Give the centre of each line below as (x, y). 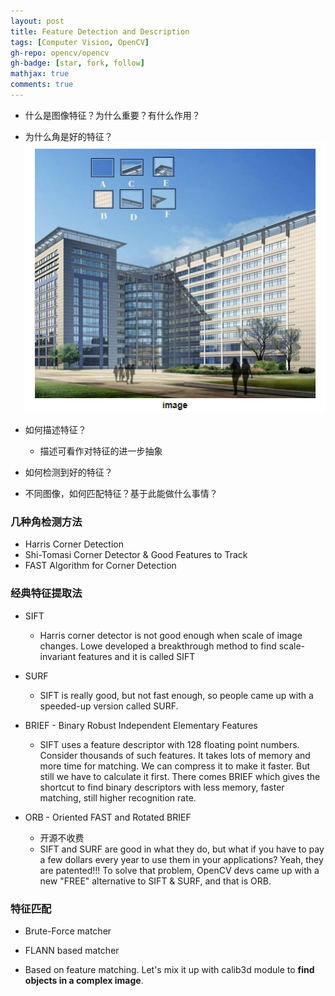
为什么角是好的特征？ (68, 136)
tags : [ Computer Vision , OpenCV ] (80, 42)
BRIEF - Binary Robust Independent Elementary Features (141, 725)
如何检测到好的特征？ (68, 472)
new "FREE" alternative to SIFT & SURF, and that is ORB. (155, 881)
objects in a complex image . (84, 981)
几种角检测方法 (46, 522)
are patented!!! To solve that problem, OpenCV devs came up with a (179, 870)
